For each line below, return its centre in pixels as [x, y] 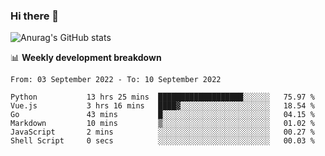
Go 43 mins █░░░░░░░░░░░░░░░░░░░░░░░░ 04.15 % [162, 115]
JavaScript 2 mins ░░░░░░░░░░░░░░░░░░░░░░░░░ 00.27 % [162, 132]
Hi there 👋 [35, 16]
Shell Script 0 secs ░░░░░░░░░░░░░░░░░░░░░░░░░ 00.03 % [162, 141]
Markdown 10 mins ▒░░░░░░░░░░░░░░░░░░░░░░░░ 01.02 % [162, 124]
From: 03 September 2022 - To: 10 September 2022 [116, 80]
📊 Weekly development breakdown [86, 58]
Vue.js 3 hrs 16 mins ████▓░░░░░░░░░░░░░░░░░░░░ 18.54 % [162, 106]
